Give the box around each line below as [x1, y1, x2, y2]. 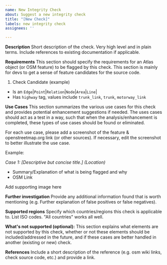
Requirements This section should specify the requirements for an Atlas [5, 59, 154, 65]
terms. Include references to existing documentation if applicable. [5, 49, 141, 55]
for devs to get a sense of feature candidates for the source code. [5, 69, 141, 75]
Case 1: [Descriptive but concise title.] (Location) [5, 159, 106, 165]
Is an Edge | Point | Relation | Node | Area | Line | [12, 89, 97, 95]
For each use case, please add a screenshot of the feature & [5, 129, 130, 135]
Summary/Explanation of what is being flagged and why [12, 169, 128, 175]
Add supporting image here [5, 184, 62, 190]
